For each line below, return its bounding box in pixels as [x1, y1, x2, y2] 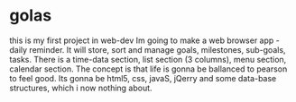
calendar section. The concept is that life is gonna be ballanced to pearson [9, 64, 288, 74]
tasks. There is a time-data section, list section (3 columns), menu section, [9, 54, 287, 64]
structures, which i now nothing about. [9, 82, 153, 93]
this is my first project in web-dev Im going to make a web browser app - [9, 35, 280, 46]
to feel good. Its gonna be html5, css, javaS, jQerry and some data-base [9, 72, 277, 83]
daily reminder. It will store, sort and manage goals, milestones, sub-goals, [9, 44, 286, 55]
